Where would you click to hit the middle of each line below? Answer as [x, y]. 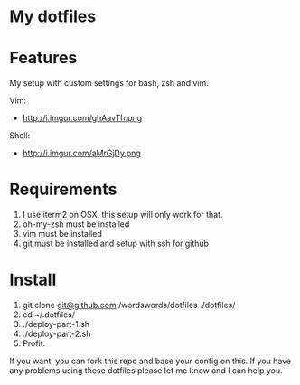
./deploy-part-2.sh [57, 333]
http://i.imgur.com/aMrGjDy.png [82, 153]
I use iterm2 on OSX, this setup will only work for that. [122, 215]
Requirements [63, 189]
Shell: [20, 136]
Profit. [34, 343]
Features [43, 58]
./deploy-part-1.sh [56, 324]
